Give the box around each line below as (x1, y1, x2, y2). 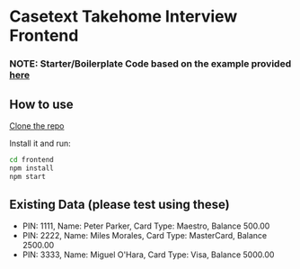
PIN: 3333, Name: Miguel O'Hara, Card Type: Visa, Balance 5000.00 (22, 249, 275, 260)
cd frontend (9, 155, 54, 164)
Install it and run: (9, 138, 72, 148)
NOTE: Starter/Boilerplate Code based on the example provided (9, 58, 292, 70)
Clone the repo (9, 120, 65, 131)
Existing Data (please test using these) (9, 196, 231, 212)
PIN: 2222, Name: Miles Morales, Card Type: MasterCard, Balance (22, 230, 268, 241)
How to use (9, 96, 74, 112)
